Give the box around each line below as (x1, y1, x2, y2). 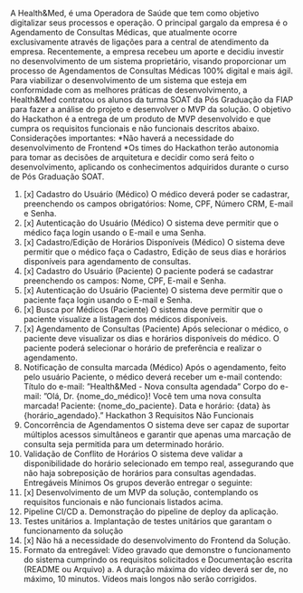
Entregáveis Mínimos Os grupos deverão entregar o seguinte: (23, 477, 252, 488)
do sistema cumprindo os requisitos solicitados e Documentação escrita (23, 554, 293, 565)
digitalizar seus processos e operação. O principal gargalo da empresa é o (10, 17, 289, 28)
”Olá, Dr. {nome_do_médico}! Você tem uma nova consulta (43, 391, 261, 401)
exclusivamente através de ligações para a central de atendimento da (10, 36, 270, 47)
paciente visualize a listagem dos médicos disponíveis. (23, 314, 229, 324)
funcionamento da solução (23, 525, 124, 536)
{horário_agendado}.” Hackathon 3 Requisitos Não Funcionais (23, 410, 254, 420)
